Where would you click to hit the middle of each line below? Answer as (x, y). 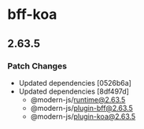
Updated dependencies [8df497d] (74, 91)
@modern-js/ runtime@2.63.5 (78, 99)
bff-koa (32, 15)
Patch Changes (37, 66)
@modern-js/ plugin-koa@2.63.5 (83, 116)
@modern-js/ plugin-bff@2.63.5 (81, 108)
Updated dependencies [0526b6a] (75, 83)
